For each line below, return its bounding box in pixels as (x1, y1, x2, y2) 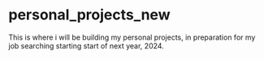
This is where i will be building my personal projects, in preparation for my (8, 32, 256, 42)
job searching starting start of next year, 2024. (8, 40, 164, 50)
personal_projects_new (8, 6, 171, 24)
